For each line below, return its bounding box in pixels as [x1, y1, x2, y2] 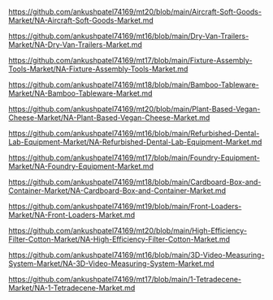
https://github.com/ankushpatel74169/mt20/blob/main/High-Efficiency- [8, 226, 248, 235]
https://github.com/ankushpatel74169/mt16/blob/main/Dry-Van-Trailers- [8, 32, 249, 41]
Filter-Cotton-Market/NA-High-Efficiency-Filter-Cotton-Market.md [8, 234, 230, 244]
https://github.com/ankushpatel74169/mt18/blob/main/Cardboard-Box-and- [8, 178, 262, 186]
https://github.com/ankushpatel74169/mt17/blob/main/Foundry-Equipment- [8, 153, 260, 162]
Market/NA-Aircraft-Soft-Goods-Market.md [8, 15, 154, 25]
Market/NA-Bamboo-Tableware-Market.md [8, 88, 153, 98]
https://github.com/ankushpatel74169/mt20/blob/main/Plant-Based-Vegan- [8, 105, 261, 114]
